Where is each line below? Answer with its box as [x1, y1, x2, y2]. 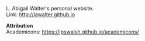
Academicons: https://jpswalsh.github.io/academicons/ [6, 28, 139, 35]
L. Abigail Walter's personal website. [6, 5, 94, 12]
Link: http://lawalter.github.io [6, 11, 75, 18]
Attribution [6, 23, 33, 29]
